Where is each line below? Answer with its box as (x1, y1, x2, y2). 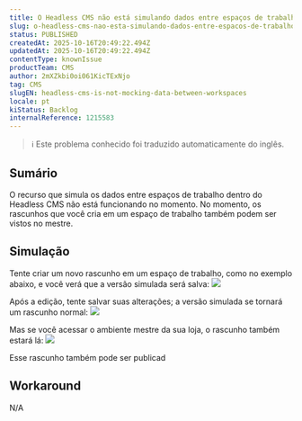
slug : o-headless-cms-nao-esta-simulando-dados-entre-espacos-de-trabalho (9, 22, 296, 31)
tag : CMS (9, 80, 42, 89)
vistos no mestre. (9, 218, 74, 228)
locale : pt (9, 96, 50, 106)
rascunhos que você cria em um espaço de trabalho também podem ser (9, 208, 277, 219)
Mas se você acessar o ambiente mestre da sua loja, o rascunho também (9, 324, 280, 335)
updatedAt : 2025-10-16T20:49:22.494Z (9, 47, 151, 56)
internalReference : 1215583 (9, 113, 115, 122)
